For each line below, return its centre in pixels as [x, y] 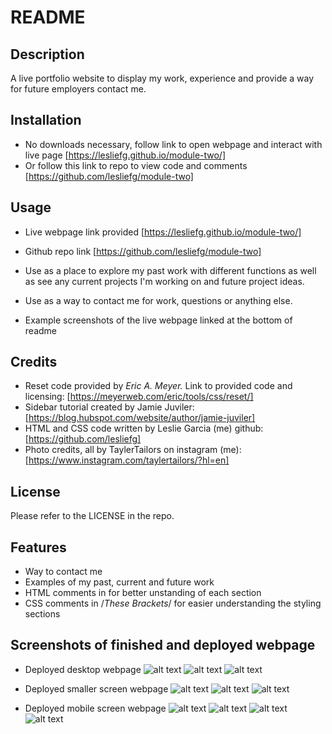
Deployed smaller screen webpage [96, 688]
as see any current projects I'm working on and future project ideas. [164, 281]
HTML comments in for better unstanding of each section [143, 593]
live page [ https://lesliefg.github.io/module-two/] [125, 155]
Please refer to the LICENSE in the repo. [92, 516]
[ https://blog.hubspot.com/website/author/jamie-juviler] [140, 418]
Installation [46, 120]
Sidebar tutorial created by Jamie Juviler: [109, 407]
